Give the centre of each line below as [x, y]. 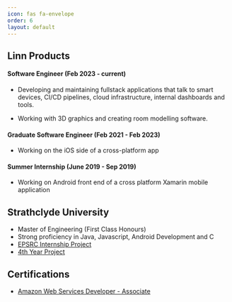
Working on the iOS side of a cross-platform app [88, 150]
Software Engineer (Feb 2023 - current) [66, 74]
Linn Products [39, 56]
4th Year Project [41, 252]
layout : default [31, 27]
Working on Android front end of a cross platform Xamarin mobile [113, 182]
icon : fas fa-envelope [41, 14]
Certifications [39, 274]
